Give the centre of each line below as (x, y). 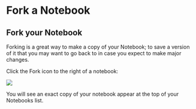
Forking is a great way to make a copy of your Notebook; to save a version (98, 47)
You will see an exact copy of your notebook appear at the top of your (93, 94)
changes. (18, 60)
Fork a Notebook (48, 10)
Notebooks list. (25, 100)
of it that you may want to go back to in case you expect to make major (94, 53)
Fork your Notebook (44, 33)
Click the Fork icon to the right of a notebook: (62, 71)
